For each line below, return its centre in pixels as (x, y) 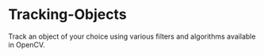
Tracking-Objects (67, 15)
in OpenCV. (27, 44)
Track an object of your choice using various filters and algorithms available (132, 36)
